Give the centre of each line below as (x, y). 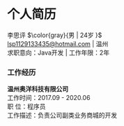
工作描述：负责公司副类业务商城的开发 (62, 115)
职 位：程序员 (26, 106)
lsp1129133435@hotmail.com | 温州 (58, 43)
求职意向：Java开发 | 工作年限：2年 (59, 52)
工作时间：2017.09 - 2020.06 (49, 98)
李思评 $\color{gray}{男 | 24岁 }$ (55, 35)
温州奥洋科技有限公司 (38, 89)
